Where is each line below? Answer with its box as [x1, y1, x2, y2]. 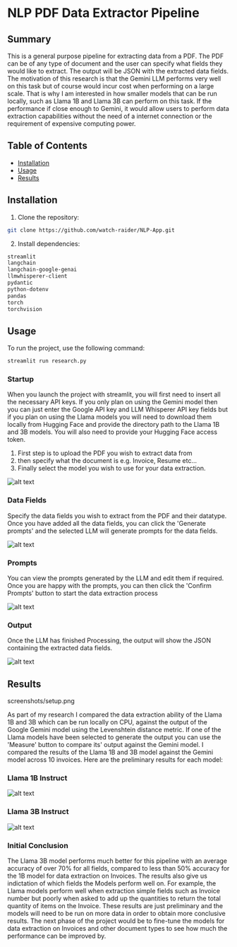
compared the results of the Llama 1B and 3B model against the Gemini [7, 748, 214, 757]
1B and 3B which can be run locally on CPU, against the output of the [7, 718, 208, 727]
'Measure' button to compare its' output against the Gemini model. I [7, 741, 204, 749]
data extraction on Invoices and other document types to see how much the [7, 924, 228, 932]
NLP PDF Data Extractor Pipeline [7, 5, 200, 21]
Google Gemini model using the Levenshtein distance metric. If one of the [7, 726, 221, 734]
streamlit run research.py [7, 358, 87, 365]
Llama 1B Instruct [7, 772, 68, 782]
